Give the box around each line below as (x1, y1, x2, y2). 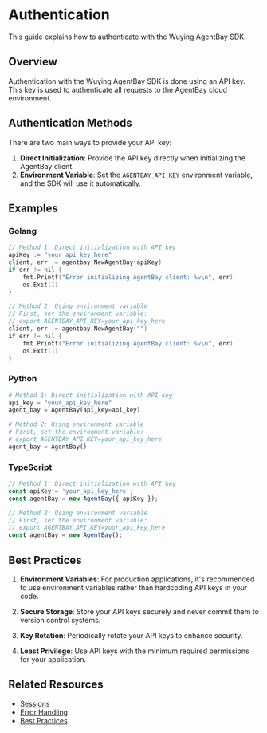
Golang (8, 225, 37, 236)
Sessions (19, 699, 50, 708)
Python (8, 373, 37, 384)
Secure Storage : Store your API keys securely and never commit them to (19, 607, 259, 617)
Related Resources (8, 678, 104, 692)
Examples (8, 201, 58, 215)
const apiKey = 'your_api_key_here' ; (8, 487, 134, 495)
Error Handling (19, 707, 69, 717)
